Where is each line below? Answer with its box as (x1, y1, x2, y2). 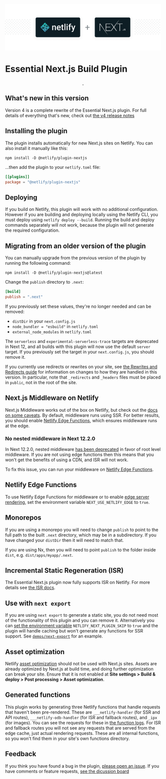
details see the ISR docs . (5, 584, 56, 590)
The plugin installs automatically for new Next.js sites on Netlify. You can (5, 140, 153, 146)
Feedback (5, 750, 37, 758)
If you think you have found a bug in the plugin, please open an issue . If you (5, 763, 160, 769)
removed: (5, 308, 25, 314)
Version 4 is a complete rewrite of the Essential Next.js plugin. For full (5, 107, 147, 113)
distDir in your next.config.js (12, 318, 76, 324)
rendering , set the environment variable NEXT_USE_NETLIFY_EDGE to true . (5, 499, 150, 505)
